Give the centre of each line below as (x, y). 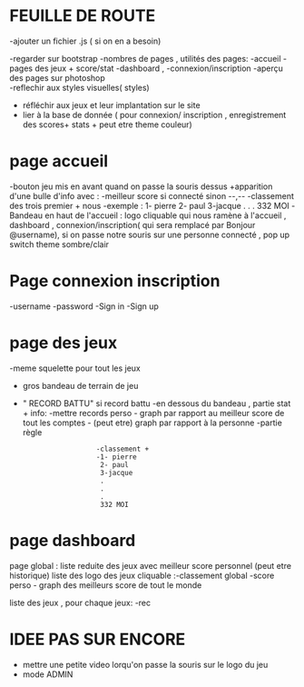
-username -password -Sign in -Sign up (84, 306)
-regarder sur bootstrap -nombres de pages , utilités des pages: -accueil (145, 58)
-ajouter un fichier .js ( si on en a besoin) (85, 41)
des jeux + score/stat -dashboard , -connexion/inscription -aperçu (159, 68)
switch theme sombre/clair (59, 244)
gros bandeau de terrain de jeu (80, 385)
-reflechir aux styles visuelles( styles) (79, 87)
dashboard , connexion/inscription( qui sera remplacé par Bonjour (132, 224)
